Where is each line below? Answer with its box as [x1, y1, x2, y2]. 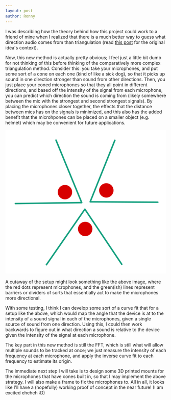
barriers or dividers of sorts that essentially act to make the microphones [5, 289, 159, 295]
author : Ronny [5, 13, 36, 19]
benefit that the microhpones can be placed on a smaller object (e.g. [5, 114, 150, 120]
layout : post [5, 8, 33, 13]
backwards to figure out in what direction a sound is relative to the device [5, 327, 160, 333]
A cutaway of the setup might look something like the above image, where [5, 279, 161, 285]
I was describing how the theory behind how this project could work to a [5, 28, 158, 34]
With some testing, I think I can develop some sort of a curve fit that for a [5, 305, 159, 311]
